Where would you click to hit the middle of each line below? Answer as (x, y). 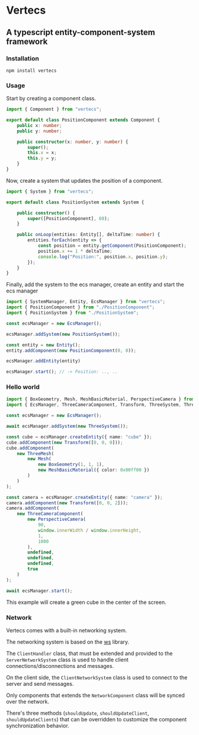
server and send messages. (40, 683)
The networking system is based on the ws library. (68, 642)
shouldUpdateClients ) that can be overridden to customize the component (97, 719)
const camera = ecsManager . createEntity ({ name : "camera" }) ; (84, 497)
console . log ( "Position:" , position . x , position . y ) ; (103, 257)
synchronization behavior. (38, 726)
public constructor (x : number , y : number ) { (73, 142)
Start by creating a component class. (51, 98)
